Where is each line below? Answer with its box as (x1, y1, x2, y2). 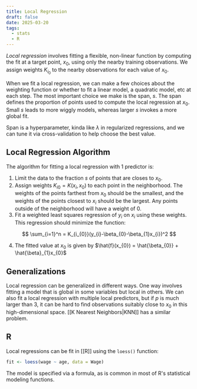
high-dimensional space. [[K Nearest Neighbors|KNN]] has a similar (6, 308, 171, 315)
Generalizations (6, 266, 66, 276)
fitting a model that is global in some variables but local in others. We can (6, 288, 184, 295)
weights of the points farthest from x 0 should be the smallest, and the (14, 190, 184, 198)
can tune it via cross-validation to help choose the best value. (6, 130, 156, 137)
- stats (11, 31, 31, 37)
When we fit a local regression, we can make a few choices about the (6, 80, 175, 87)
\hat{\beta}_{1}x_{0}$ (14, 249, 67, 256)
